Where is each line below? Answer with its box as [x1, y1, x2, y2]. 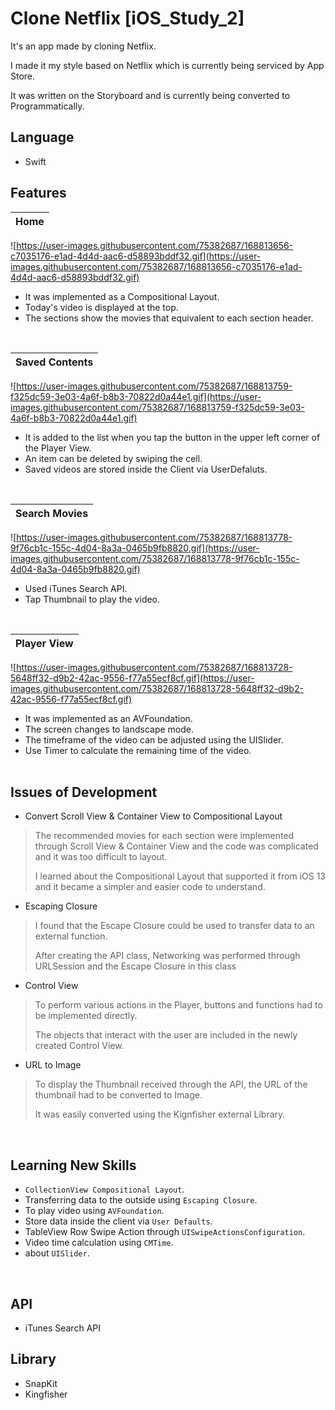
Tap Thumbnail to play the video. [24, 593, 161, 605]
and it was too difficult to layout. [34, 851, 168, 863]
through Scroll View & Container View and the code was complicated [34, 840, 319, 852]
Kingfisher [24, 1388, 68, 1400]
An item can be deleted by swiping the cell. [24, 452, 203, 464]
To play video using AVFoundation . [24, 1205, 165, 1217]
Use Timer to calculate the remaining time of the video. [24, 744, 252, 756]
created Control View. [34, 1040, 125, 1052]
